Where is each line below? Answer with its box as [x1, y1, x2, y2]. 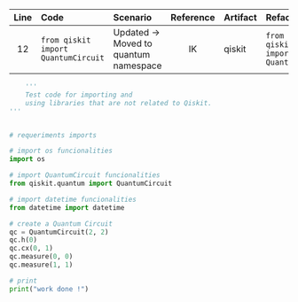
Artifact [223, 12, 257, 23]
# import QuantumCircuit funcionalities [9, 171, 161, 180]
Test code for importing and [25, 90, 133, 99]
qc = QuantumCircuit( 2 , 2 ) [9, 228, 109, 236]
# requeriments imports [9, 130, 98, 140]
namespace [113, 59, 162, 72]
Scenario [113, 12, 153, 23]
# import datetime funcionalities [9, 195, 137, 204]
